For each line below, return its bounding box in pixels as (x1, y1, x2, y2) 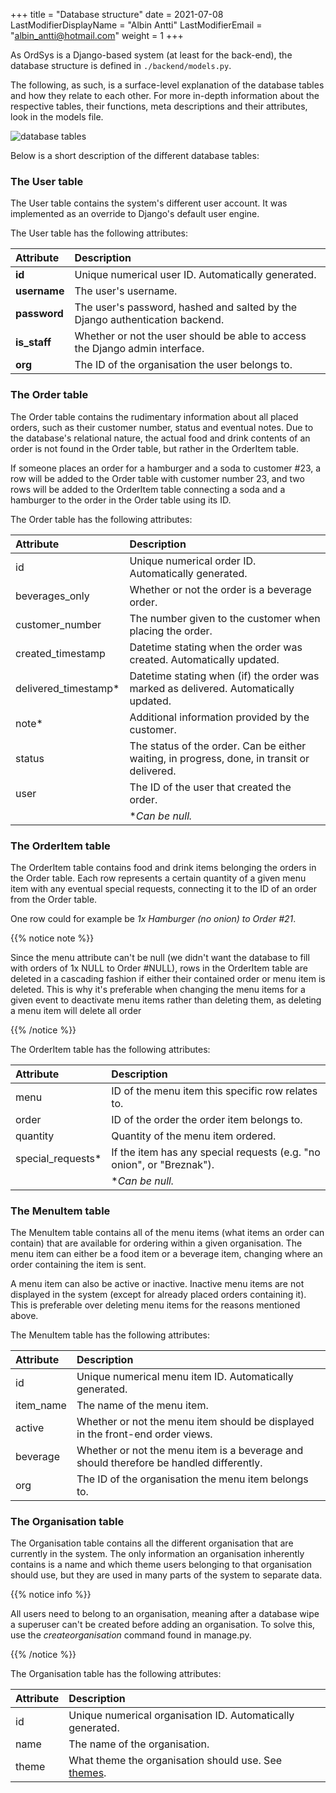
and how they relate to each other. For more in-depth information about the (10, 90, 320, 101)
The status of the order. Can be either (129, 739, 307, 753)
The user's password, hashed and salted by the (74, 300, 298, 314)
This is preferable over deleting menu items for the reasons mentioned (10, 1299, 301, 1311)
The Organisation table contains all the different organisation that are (10, 1537, 294, 1549)
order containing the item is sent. (10, 1259, 147, 1271)
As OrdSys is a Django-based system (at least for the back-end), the (10, 49, 293, 61)
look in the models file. (10, 111, 104, 123)
